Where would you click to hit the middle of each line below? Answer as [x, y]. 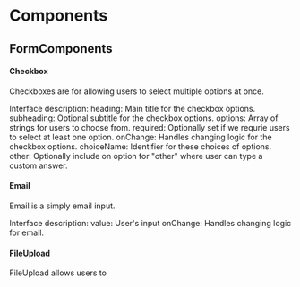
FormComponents [61, 49]
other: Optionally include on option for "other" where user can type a [136, 156]
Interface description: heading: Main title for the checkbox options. [133, 108]
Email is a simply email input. [62, 206]
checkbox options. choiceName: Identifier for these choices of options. [140, 146]
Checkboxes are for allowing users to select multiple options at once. [137, 91]
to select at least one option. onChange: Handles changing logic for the [141, 137]
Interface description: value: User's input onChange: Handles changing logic [150, 223]
